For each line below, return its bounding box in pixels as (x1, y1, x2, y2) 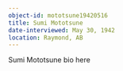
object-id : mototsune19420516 (8, 11, 109, 20)
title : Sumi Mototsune (8, 19, 83, 27)
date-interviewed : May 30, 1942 (8, 26, 115, 34)
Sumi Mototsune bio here (8, 55, 91, 65)
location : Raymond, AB (8, 33, 83, 42)
